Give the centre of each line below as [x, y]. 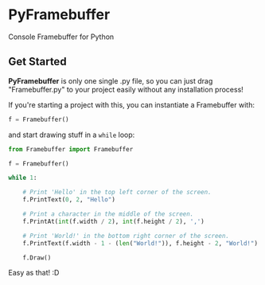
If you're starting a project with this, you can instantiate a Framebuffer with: [131, 104]
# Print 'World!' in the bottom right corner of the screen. [126, 236]
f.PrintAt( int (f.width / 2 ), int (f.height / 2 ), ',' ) [113, 221]
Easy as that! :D [34, 273]
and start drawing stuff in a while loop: [72, 135]
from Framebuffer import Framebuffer [71, 149]
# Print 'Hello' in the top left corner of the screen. [117, 193]
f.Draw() [37, 258]
